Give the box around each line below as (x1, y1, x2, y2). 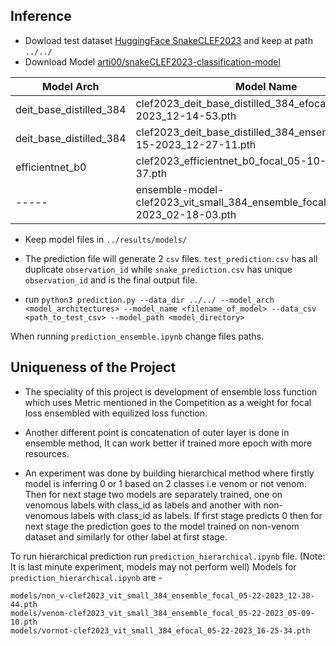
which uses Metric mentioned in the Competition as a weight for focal (24, 396, 312, 408)
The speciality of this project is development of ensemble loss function (24, 385, 318, 398)
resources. (24, 447, 70, 459)
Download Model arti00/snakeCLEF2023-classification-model (24, 55, 281, 68)
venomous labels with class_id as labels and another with (24, 499, 262, 511)
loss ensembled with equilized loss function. (24, 407, 208, 419)
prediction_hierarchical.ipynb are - (10, 571, 163, 583)
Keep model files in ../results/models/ (24, 233, 188, 245)
